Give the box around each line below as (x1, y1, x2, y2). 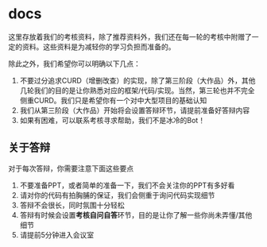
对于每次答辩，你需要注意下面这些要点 (8, 164, 133, 173)
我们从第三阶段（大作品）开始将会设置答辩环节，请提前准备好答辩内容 (19, 105, 250, 115)
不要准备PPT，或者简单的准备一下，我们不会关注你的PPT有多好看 (19, 180, 235, 190)
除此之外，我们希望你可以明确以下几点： (8, 59, 141, 68)
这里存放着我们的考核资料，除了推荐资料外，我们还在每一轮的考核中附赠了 (8, 32, 252, 41)
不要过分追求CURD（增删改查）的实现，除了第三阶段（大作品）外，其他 (19, 75, 256, 85)
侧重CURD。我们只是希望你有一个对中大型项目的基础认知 (19, 95, 207, 105)
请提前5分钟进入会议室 (19, 230, 95, 239)
